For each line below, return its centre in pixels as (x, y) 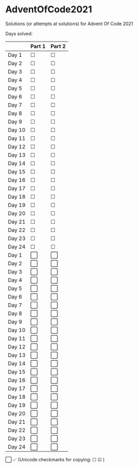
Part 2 (58, 46)
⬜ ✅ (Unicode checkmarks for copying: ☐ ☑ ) (55, 459)
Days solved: (19, 33)
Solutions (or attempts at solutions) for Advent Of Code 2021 (69, 24)
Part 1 (38, 46)
